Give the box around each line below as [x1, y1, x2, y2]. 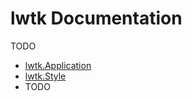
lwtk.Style [24, 70, 67, 82]
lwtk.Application [24, 59, 92, 71]
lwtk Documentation [10, 7, 183, 30]
